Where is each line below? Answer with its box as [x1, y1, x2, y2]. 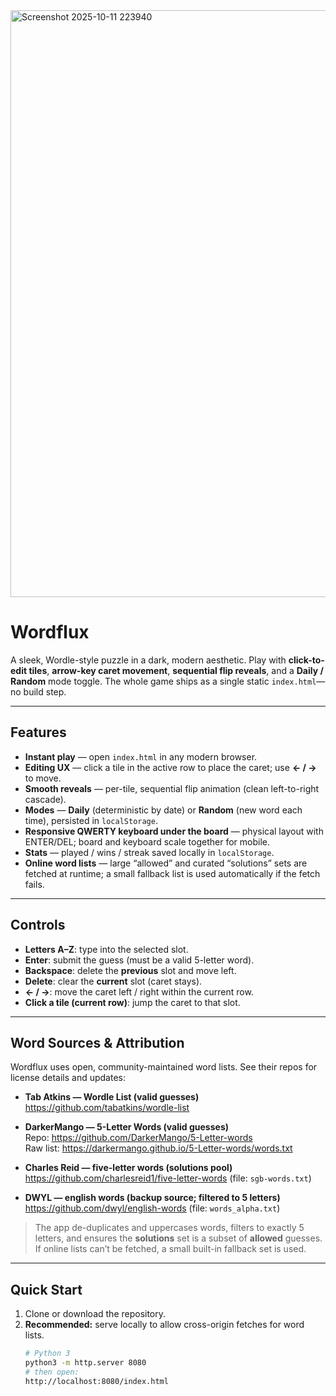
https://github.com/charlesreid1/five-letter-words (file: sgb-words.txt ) [24, 1172, 312, 1184]
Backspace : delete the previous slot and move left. [24, 964, 237, 976]
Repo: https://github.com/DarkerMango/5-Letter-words [24, 1132, 253, 1144]
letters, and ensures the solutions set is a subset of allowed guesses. [34, 1232, 323, 1244]
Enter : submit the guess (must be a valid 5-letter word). [24, 954, 255, 966]
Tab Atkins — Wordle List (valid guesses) [24, 1091, 200, 1103]
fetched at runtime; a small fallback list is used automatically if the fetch [24, 867, 321, 879]
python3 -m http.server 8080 [24, 1358, 147, 1368]
